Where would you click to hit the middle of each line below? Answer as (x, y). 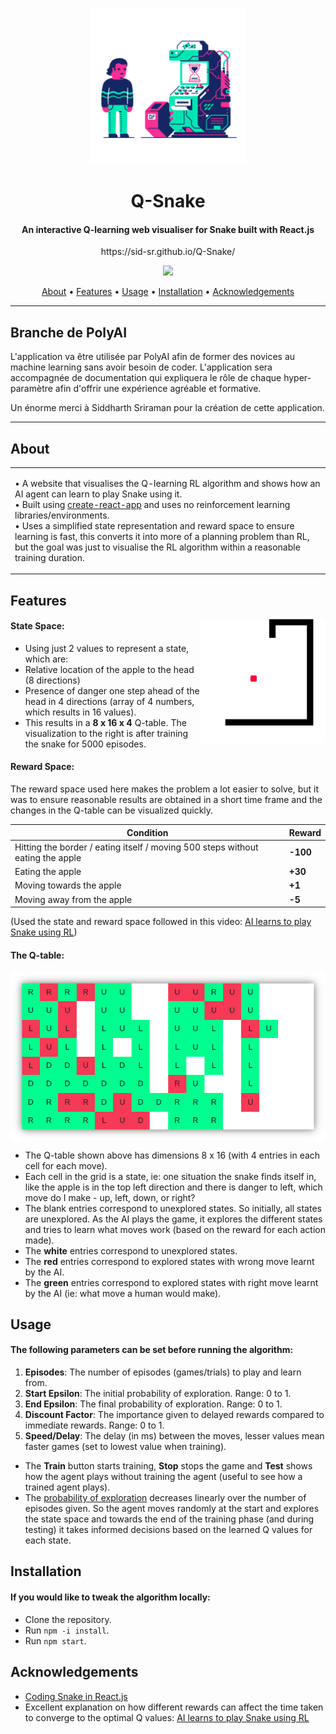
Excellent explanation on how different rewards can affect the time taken (174, 1707)
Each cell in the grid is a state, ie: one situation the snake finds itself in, (170, 1176)
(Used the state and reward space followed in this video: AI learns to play (161, 922)
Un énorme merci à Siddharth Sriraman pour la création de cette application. (167, 408)
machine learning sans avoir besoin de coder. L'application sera (141, 367)
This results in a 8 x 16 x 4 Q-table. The (105, 722)
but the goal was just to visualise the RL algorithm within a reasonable (157, 547)
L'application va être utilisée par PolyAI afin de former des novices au (153, 357)
